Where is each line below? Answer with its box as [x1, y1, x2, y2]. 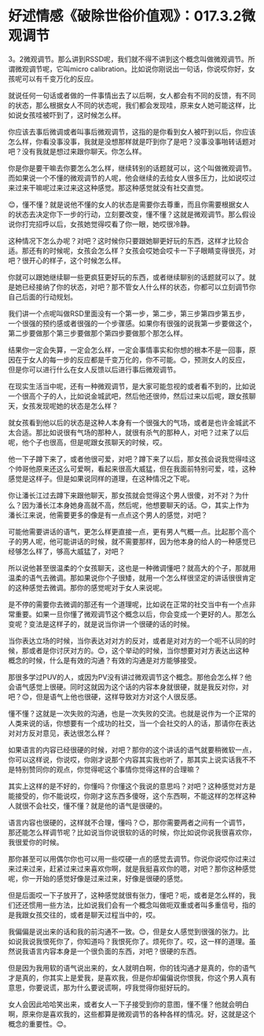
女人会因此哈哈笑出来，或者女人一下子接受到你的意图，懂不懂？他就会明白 [8, 999, 249, 1008]
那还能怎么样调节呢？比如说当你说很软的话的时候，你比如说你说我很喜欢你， [8, 827, 256, 837]
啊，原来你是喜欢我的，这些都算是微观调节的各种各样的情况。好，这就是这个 [8, 1009, 256, 1019]
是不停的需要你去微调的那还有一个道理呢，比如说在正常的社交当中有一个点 [8, 599, 249, 609]
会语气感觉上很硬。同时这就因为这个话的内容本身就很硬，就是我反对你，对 [8, 681, 249, 692]
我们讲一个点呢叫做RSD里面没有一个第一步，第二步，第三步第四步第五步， [8, 308, 250, 318]
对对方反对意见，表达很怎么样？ [8, 728, 112, 737]
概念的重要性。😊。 [8, 1019, 71, 1028]
